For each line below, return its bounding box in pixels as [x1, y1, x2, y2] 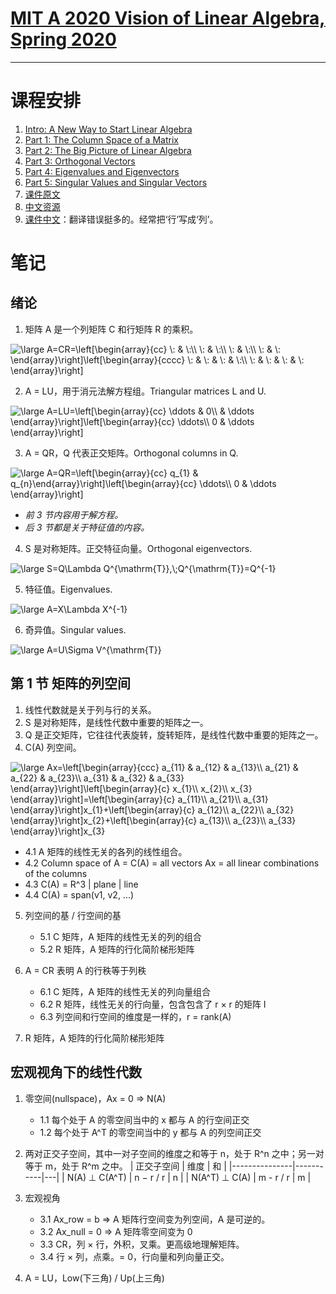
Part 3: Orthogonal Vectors [24, 155, 136, 167]
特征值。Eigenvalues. [24, 583, 113, 595]
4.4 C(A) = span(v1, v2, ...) [24, 888, 135, 901]
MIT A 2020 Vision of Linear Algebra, [10, 7, 326, 30]
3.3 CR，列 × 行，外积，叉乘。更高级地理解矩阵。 [39, 1238, 245, 1250]
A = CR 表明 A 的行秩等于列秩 [24, 964, 147, 976]
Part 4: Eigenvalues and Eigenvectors [24, 165, 180, 177]
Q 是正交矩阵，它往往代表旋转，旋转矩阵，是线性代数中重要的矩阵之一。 [24, 728, 324, 741]
